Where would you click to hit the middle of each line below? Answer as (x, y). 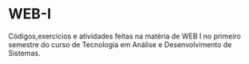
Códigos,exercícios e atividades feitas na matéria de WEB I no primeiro (125, 36)
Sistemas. (24, 53)
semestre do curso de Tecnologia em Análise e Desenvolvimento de (120, 44)
